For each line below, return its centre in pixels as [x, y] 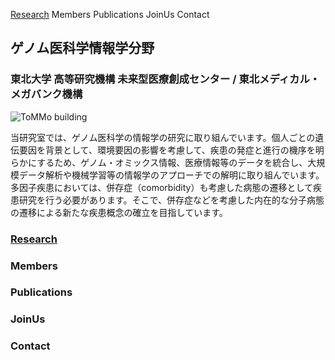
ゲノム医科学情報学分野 [82, 48]
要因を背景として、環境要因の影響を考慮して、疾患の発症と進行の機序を [167, 150]
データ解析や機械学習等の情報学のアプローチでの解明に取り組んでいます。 [171, 175]
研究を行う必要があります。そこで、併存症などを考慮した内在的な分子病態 [171, 200]
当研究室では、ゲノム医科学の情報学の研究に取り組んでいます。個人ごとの [163, 137]
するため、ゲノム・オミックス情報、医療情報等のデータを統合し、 [172, 162]
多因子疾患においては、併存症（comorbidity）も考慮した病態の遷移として [162, 187]
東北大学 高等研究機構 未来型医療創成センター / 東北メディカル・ [165, 79]
